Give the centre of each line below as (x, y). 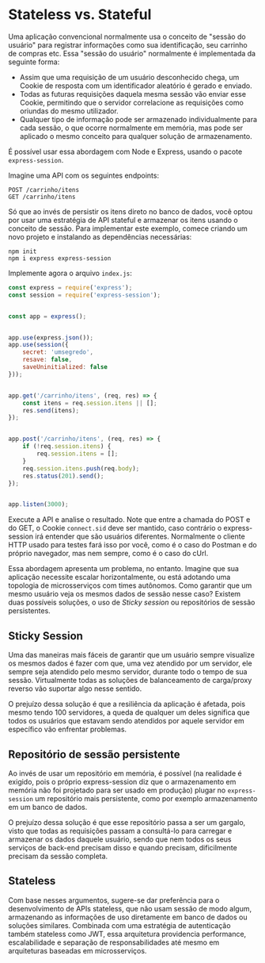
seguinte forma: (34, 62)
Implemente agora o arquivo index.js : (70, 273)
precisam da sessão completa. (58, 856)
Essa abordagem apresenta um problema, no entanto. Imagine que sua (124, 569)
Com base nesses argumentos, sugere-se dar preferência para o (114, 900)
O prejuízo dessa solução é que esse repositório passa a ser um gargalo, (127, 822)
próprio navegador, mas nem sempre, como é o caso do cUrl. (108, 554)
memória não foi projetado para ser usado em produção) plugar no (117, 790)
